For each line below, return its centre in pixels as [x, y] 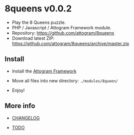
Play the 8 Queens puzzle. [39, 22]
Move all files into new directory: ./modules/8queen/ [65, 80]
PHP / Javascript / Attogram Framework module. [62, 27]
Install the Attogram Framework [44, 71]
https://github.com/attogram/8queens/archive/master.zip [70, 43]
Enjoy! [18, 90]
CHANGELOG [26, 118]
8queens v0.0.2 [38, 9]
